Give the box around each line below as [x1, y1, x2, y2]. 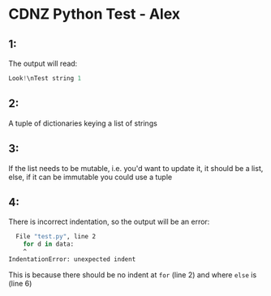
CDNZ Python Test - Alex [8, 5, 181, 24]
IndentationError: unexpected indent [8, 255, 136, 264]
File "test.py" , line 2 [15, 233, 96, 241]
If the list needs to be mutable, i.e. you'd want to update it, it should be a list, [8, 163, 264, 173]
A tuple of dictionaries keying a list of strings [8, 118, 158, 128]
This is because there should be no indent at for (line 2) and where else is [8, 269, 257, 280]
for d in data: [23, 240, 75, 248]
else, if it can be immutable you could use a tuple [8, 172, 173, 182]
